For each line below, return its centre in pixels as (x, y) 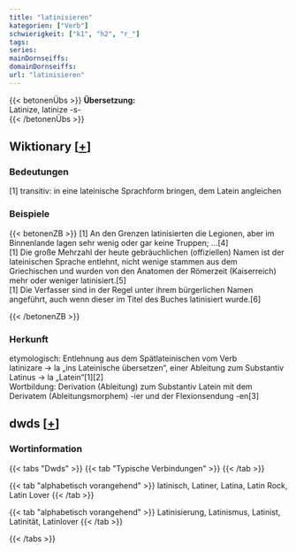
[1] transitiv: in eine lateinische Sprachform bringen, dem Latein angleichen (145, 191)
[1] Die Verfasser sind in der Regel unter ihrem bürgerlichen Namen (131, 289)
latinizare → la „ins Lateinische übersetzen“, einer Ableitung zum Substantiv (147, 368)
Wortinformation (46, 449)
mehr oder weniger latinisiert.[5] (68, 280)
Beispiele (30, 214)
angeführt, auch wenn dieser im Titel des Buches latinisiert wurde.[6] (135, 299)
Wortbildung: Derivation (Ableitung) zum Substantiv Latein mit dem (131, 387)
